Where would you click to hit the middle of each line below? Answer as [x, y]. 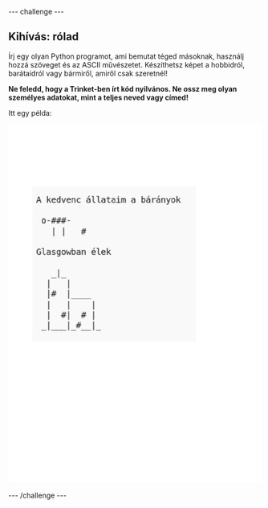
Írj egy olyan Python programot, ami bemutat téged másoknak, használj [126, 56]
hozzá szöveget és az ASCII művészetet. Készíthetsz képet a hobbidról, [126, 64]
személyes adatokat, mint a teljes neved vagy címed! [98, 97]
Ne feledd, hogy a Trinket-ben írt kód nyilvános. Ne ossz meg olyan [123, 88]
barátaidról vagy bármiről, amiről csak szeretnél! [88, 73]
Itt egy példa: [30, 113]
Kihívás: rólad [44, 37]
